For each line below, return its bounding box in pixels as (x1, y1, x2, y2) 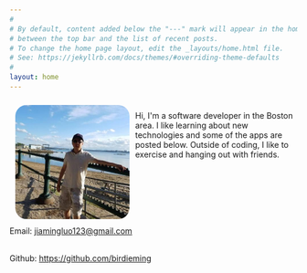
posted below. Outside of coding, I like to (135, 139, 290, 150)
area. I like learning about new (135, 120, 249, 131)
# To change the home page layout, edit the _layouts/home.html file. (9, 44, 284, 53)
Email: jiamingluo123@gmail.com (9, 225, 132, 236)
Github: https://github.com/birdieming (9, 252, 153, 264)
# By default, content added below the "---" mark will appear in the (9, 24, 284, 34)
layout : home (9, 73, 59, 82)
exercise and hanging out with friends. (135, 149, 281, 160)
